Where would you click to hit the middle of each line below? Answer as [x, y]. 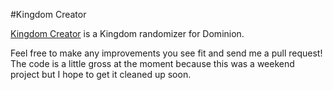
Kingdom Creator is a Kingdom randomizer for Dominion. [127, 33]
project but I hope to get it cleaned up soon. [101, 74]
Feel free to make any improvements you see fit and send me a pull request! [166, 53]
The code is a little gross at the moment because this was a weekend [152, 63]
